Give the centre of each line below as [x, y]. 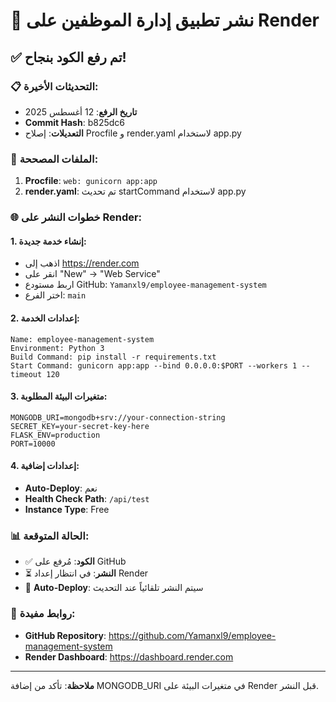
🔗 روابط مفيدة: [43, 614]
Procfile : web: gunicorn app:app [91, 181]
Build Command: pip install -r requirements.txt [113, 357]
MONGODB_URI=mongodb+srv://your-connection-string [118, 417]
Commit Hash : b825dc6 [74, 122]
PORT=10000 [33, 444]
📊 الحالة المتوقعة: [50, 536]
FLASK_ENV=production [55, 435]
